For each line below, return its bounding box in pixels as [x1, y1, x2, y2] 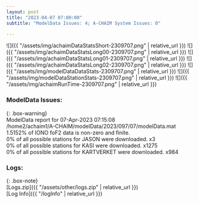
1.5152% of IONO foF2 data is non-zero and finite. [6, 128, 130, 136]
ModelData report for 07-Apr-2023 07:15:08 [6, 116, 116, 123]
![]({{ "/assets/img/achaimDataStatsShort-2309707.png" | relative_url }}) [6, 42, 186, 49]
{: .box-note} [6, 177, 38, 184]
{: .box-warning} [6, 110, 47, 117]
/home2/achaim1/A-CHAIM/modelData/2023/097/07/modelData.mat [6, 122, 177, 130]
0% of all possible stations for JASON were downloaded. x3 [6, 135, 155, 142]
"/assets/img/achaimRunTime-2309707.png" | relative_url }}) [6, 81, 157, 88]
